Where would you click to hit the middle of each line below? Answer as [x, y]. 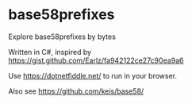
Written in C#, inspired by [50, 52]
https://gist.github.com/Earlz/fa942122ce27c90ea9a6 [96, 60]
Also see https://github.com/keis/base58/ [76, 91]
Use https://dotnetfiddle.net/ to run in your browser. [92, 75]
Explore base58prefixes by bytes [62, 37]
